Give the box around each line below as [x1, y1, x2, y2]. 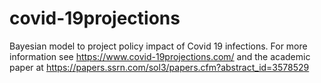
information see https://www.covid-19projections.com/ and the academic [9, 50, 311, 62]
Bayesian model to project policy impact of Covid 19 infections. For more [9, 40, 308, 52]
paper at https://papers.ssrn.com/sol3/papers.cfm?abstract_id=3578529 [9, 61, 310, 73]
